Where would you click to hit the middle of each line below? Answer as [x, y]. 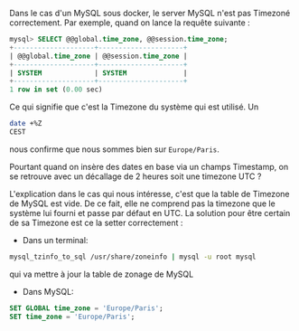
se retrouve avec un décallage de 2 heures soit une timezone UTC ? [135, 176]
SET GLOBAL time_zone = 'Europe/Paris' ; [87, 308]
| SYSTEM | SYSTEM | [98, 73]
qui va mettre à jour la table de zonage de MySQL [102, 274]
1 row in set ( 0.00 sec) [56, 90]
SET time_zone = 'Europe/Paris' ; [72, 317]
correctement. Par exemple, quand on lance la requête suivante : [130, 23]
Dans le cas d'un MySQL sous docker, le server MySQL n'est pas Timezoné [150, 13]
